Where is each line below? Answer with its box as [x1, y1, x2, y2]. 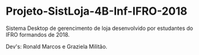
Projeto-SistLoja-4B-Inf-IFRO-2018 [5, 4, 187, 18]
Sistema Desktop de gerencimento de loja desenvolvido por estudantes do [5, 24, 194, 32]
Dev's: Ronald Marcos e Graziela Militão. [5, 43, 107, 50]
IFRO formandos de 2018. [5, 31, 70, 38]
